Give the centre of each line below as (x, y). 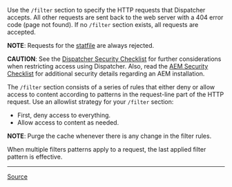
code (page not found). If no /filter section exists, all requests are (103, 25)
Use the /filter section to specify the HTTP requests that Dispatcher (106, 10)
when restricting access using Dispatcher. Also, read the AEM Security (108, 66)
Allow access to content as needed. (68, 123)
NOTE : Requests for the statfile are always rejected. (81, 45)
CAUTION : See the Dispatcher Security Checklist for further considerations (114, 59)
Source (17, 177)
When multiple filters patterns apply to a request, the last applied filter (107, 149)
